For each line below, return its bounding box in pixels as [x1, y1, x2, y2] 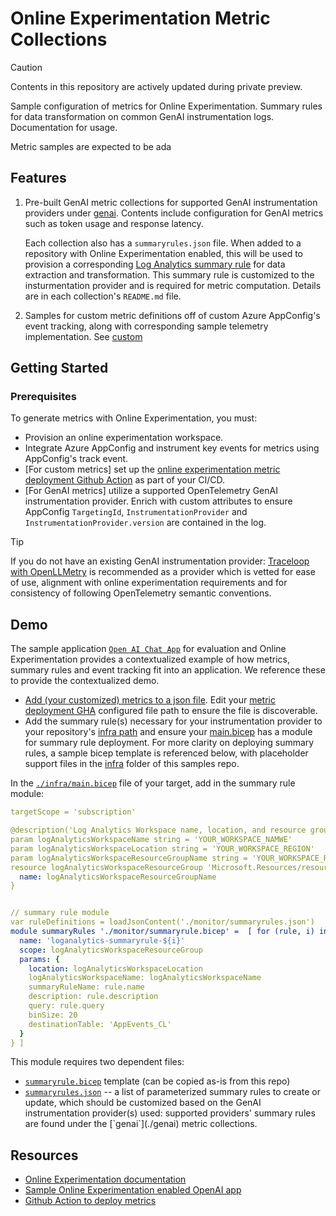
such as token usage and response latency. [24, 217, 204, 229]
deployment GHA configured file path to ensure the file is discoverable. [24, 705, 318, 717]
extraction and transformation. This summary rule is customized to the [24, 268, 315, 281]
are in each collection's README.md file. [24, 290, 182, 302]
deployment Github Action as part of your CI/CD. [24, 474, 225, 486]
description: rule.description [28, 992, 159, 1002]
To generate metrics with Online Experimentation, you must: [10, 412, 258, 424]
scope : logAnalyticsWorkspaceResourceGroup [19, 945, 203, 955]
